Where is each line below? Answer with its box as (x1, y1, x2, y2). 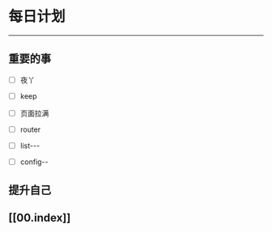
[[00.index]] (8, 211, 71, 225)
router (19, 124, 41, 134)
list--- (19, 141, 40, 150)
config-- (19, 157, 49, 167)
